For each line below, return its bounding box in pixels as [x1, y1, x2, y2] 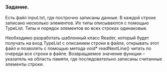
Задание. [5, 3, 29, 10]
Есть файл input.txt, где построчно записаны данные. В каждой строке [5, 15, 156, 21]
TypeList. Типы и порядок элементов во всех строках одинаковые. [5, 25, 148, 31]
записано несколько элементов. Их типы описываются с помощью [5, 20, 149, 26]
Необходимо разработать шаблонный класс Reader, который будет [5, 35, 150, 41]
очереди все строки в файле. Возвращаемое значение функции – [5, 51, 146, 57]
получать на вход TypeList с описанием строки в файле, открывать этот [5, 40, 160, 46]
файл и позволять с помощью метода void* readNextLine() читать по [5, 46, 152, 52]
